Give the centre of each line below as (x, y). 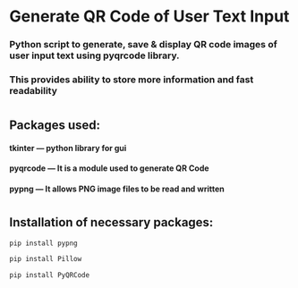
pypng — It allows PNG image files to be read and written (117, 189)
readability (34, 91)
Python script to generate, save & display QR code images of (143, 45)
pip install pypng (43, 243)
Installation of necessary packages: (111, 222)
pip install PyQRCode (50, 275)
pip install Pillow (46, 259)
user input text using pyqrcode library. (95, 55)
